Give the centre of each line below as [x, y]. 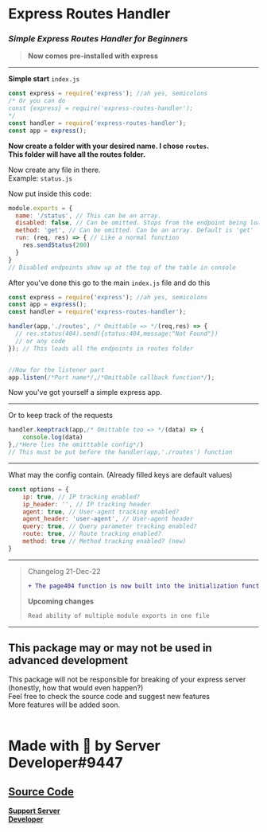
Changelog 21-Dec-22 [64, 571]
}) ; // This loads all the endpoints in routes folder [101, 348]
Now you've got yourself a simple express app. [85, 393]
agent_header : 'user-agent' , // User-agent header [108, 519]
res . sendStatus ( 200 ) [56, 245]
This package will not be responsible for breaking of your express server [127, 680]
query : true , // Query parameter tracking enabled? [110, 526]
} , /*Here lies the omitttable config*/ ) [76, 445]
